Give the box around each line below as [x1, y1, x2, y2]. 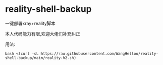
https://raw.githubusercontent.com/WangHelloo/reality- [40, 51, 159, 56]
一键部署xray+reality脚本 [5, 20, 55, 26]
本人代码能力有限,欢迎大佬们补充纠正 [5, 31, 81, 36]
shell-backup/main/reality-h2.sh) [5, 55, 77, 60]
